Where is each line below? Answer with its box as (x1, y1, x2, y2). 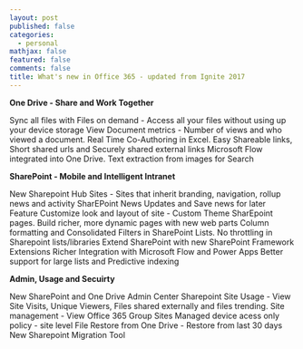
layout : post (9, 13, 59, 23)
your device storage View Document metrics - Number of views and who (9, 124, 283, 135)
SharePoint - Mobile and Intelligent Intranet (9, 170, 176, 181)
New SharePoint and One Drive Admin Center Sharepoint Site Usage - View (9, 291, 292, 302)
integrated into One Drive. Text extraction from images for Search (9, 153, 254, 164)
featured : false (9, 55, 71, 64)
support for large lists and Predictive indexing (9, 256, 180, 267)
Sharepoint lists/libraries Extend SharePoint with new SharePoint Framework (9, 237, 295, 247)
